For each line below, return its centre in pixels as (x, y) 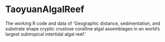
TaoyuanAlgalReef (45, 9)
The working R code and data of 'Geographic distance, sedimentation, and (83, 23)
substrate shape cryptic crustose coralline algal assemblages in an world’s (82, 28)
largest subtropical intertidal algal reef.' (46, 34)
